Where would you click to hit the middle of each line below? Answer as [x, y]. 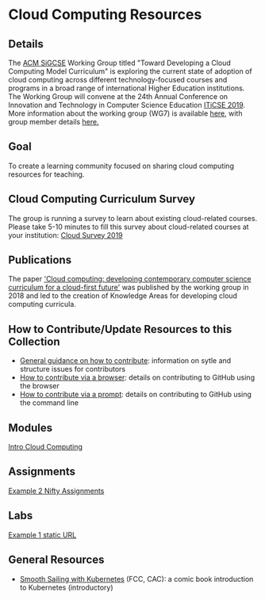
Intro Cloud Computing [46, 447]
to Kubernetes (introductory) [66, 587]
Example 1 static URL [42, 535]
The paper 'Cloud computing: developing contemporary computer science [130, 279]
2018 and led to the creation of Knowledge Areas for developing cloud [123, 296]
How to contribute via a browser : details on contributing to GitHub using [137, 377]
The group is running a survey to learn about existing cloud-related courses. [133, 218]
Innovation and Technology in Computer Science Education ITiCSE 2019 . [127, 105]
